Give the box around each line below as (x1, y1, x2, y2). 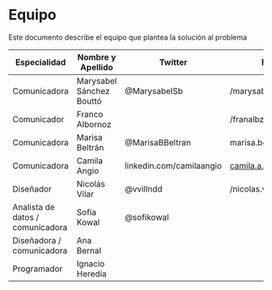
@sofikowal (124, 212, 169, 223)
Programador (12, 263, 63, 274)
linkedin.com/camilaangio (124, 160, 223, 171)
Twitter (159, 57, 188, 68)
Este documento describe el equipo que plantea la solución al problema (8, 32, 248, 42)
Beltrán (76, 141, 104, 153)
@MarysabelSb (124, 85, 184, 96)
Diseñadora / (12, 234, 62, 246)
